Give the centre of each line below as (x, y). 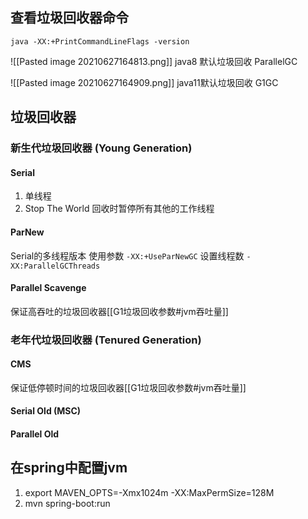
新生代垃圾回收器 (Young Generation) (101, 148)
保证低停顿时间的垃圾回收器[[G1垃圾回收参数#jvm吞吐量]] (128, 387)
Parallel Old (35, 434)
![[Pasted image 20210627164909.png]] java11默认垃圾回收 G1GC (144, 82)
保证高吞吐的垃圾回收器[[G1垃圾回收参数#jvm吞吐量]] (119, 311)
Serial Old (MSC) (46, 411)
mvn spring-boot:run (67, 503)
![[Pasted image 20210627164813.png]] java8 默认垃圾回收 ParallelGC (154, 61)
